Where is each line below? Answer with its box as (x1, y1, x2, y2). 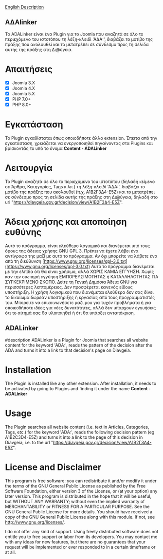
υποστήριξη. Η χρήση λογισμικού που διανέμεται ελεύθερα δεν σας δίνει (5, 289, 154, 295)
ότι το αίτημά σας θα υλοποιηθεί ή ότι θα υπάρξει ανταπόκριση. (5, 310, 135, 316)
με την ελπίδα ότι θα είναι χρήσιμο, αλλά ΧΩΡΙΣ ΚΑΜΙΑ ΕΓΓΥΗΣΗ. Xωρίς (5, 269, 154, 274)
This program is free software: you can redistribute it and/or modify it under (5, 478, 157, 484)
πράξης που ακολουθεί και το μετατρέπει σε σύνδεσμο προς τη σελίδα (5, 41, 149, 47)
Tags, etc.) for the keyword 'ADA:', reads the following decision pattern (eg (5, 429, 155, 435)
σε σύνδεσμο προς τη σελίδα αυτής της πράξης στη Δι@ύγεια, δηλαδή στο (5, 194, 158, 200)
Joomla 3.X (12, 80, 35, 86)
